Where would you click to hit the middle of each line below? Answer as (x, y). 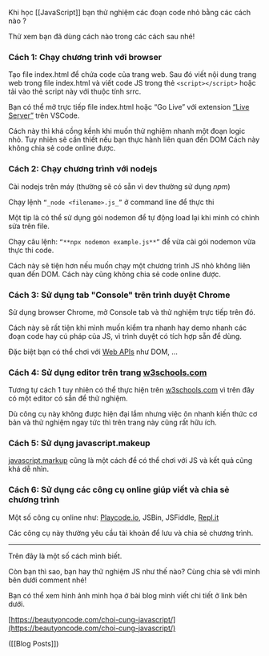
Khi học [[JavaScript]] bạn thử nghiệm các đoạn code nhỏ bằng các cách (129, 12)
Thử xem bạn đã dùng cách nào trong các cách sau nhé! (102, 36)
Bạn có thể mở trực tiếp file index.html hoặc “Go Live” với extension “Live (129, 107)
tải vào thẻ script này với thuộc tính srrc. (75, 91)
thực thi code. (31, 250)
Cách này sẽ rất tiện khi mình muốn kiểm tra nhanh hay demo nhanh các (128, 328)
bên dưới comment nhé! (48, 580)
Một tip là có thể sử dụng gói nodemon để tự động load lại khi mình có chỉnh (134, 217)
